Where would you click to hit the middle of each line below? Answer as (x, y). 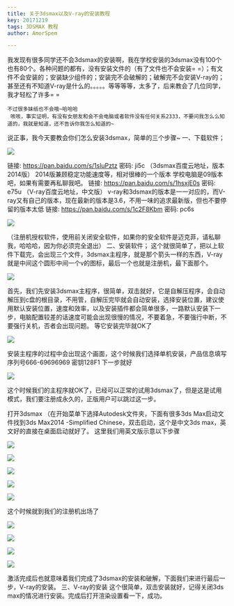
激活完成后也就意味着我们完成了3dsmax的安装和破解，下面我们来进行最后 (113, 578)
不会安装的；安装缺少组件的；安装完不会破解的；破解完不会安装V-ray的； (119, 77)
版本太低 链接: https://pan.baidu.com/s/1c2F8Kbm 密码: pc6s (107, 209)
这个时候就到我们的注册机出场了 (53, 511)
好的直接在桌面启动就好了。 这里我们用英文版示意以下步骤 (96, 431)
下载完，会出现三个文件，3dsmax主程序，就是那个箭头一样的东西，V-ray (118, 254)
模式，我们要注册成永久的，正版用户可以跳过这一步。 (84, 399)
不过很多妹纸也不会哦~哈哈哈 (42, 109)
